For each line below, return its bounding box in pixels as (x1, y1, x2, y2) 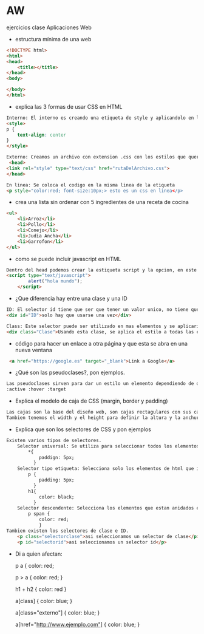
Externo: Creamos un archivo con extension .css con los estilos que (6, 154, 186, 160)
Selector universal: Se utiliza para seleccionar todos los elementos (17, 443, 200, 449)
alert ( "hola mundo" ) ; (28, 278, 83, 284)
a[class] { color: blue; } (15, 597, 73, 604)
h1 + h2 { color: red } (15, 585, 67, 593)
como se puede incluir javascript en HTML (15, 255, 121, 262)
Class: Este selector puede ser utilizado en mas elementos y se (6, 323, 175, 329)
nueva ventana (15, 346, 53, 353)
